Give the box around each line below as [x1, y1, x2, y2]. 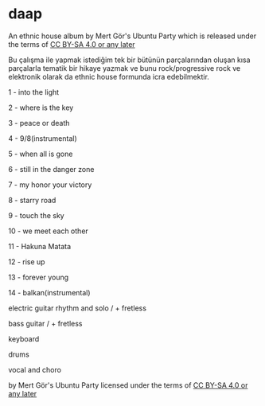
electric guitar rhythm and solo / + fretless [8, 303, 147, 313]
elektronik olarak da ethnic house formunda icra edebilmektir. [8, 72, 209, 81]
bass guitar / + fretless [8, 318, 83, 328]
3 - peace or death [8, 118, 70, 127]
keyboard [8, 334, 40, 343]
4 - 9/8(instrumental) [8, 133, 77, 143]
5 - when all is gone [8, 149, 73, 158]
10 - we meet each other [8, 226, 89, 236]
